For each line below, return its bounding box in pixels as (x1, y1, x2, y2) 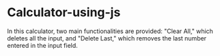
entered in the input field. (7, 41, 79, 49)
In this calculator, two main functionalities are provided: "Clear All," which (7, 27, 214, 35)
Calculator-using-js (7, 5, 121, 20)
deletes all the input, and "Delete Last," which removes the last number (7, 34, 207, 42)
